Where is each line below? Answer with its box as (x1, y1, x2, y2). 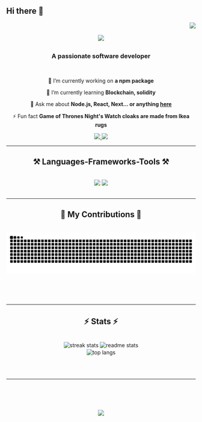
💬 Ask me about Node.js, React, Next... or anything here (30, 100, 172, 107)
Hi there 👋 (6, 6, 44, 16)
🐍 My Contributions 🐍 (60, 209, 142, 220)
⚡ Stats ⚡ (84, 316, 118, 326)
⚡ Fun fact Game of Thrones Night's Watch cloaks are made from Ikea (12, 112, 190, 119)
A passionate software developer (51, 52, 151, 60)
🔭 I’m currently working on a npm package (47, 77, 155, 84)
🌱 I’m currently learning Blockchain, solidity (46, 89, 156, 96)
